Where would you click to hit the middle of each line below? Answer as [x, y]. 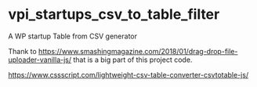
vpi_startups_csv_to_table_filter [114, 14]
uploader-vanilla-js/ [40, 60]
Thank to [22, 51]
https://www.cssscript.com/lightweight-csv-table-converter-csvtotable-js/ [128, 74]
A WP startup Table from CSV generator [73, 36]
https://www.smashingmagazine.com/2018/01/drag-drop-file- [138, 51]
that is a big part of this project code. [133, 60]
